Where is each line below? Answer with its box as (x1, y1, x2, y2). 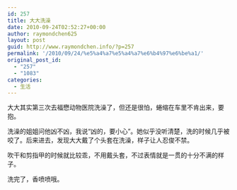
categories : (7, 76, 42, 84)
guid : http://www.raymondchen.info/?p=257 (7, 43, 134, 50)
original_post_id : (7, 57, 62, 64)
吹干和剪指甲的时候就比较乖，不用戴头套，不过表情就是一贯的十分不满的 (7, 151, 218, 160)
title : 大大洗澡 (7, 17, 51, 24)
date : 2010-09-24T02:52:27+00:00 (7, 23, 106, 30)
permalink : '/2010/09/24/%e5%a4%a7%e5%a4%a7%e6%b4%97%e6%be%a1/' (7, 50, 204, 57)
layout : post (7, 37, 46, 44)
